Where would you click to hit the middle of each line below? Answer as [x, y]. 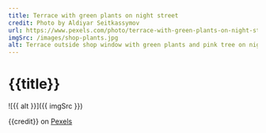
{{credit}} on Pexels [40, 122]
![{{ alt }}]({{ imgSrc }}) [46, 106]
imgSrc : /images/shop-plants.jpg [63, 38]
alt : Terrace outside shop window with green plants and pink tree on [127, 45]
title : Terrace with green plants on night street [93, 15]
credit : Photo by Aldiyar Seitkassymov [74, 23]
